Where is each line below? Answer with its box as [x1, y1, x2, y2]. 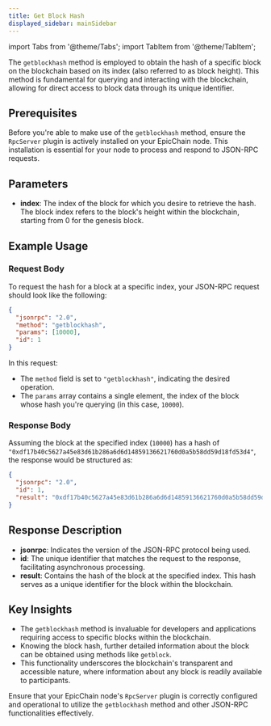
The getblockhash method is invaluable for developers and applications [19, 624, 256, 634]
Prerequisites [8, 106, 77, 120]
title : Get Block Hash [8, 11, 85, 20]
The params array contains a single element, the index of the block [19, 391, 240, 401]
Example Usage [8, 239, 89, 253]
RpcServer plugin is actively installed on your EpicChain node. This [8, 137, 228, 146]
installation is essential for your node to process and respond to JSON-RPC [8, 145, 259, 154]
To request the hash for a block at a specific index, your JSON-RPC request [8, 281, 260, 291]
